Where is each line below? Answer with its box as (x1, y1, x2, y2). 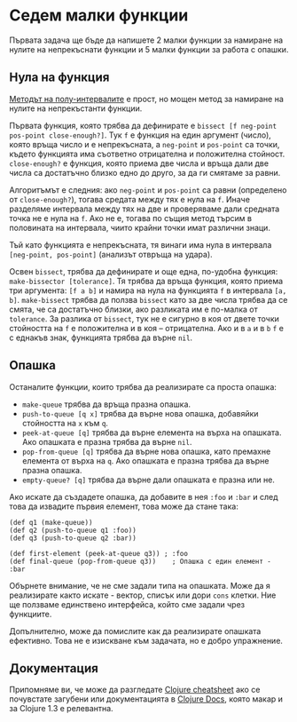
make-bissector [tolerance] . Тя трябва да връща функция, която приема (9, 275, 284, 286)
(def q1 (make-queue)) (9, 518, 93, 527)
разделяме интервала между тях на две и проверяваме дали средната (9, 203, 280, 214)
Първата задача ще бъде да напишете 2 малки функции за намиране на (9, 35, 284, 45)
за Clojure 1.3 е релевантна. (9, 703, 113, 714)
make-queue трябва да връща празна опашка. (21, 399, 191, 409)
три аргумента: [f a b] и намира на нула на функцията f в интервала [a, (9, 285, 287, 296)
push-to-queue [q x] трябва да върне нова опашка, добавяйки (21, 408, 259, 418)
